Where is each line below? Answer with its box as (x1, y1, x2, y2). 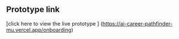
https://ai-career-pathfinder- (102, 20, 173, 27)
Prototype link (6, 5, 60, 15)
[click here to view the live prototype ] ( (6, 20, 103, 27)
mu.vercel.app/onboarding (6, 26, 72, 33)
